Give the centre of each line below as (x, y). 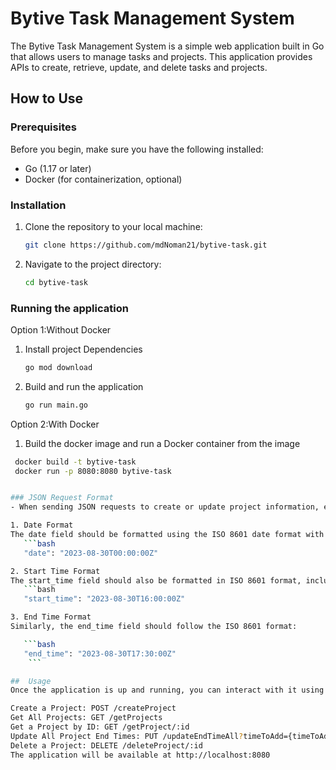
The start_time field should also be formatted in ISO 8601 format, (156, 580)
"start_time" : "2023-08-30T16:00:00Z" (104, 599)
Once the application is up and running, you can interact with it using (167, 690)
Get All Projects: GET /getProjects (86, 718)
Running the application (69, 308)
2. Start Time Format (55, 571)
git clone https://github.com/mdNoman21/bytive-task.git (146, 245)
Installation (38, 205)
